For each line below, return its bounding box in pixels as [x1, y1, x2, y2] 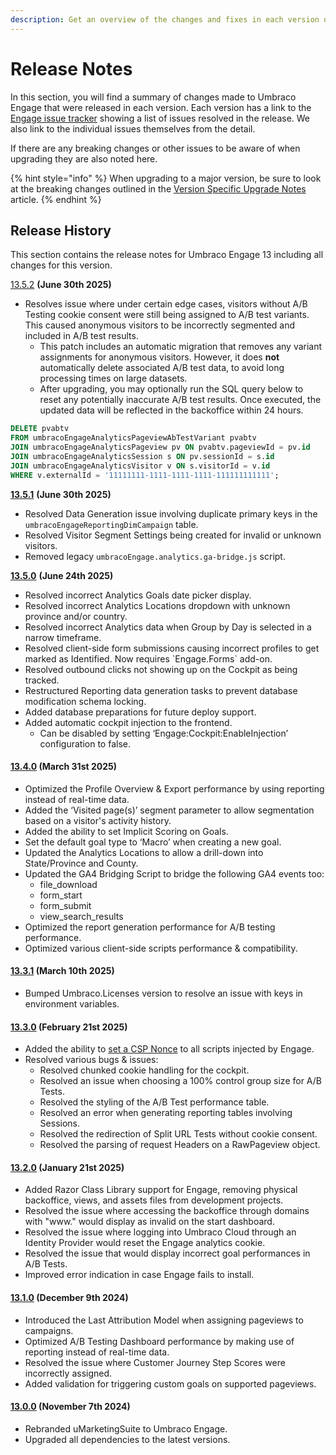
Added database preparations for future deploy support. [24, 706, 257, 718]
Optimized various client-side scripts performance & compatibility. [24, 942, 298, 954]
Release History [10, 222, 112, 239]
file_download [39, 878, 98, 890]
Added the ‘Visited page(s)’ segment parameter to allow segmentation [24, 804, 315, 816]
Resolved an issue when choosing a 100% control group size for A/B [39, 1075, 323, 1087]
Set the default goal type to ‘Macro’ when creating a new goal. [24, 836, 282, 848]
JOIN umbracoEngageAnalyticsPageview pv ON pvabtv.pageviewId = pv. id [10, 442, 311, 453]
